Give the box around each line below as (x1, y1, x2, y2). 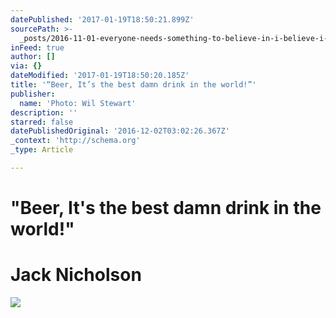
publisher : (10, 89, 56, 99)
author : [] (10, 52, 56, 62)
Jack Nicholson (10, 264, 142, 286)
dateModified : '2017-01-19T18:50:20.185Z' (10, 71, 190, 81)
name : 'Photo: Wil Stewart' (19, 98, 137, 108)
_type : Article (10, 145, 74, 155)
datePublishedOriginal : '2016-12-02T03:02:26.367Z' (10, 126, 230, 136)
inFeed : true (10, 42, 65, 53)
